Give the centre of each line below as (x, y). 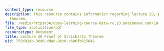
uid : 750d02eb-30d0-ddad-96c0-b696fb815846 (50, 41)
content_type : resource (29, 9)
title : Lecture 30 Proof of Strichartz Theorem (54, 37)
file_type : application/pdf (34, 28)
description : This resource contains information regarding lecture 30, (81, 14)
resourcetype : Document (29, 32)
